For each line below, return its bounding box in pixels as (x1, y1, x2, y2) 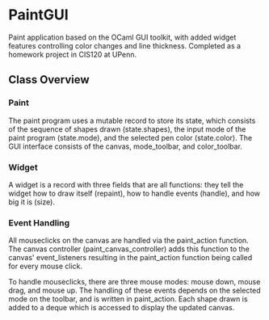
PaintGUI (8, 6, 69, 24)
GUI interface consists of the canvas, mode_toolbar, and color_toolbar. (8, 141, 242, 151)
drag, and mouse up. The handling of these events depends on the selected (8, 285, 261, 296)
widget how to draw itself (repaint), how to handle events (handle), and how (8, 188, 261, 198)
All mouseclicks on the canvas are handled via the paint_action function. (8, 236, 249, 246)
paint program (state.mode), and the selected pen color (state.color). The (8, 133, 253, 142)
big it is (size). (8, 196, 55, 207)
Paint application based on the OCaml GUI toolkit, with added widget (8, 32, 237, 42)
